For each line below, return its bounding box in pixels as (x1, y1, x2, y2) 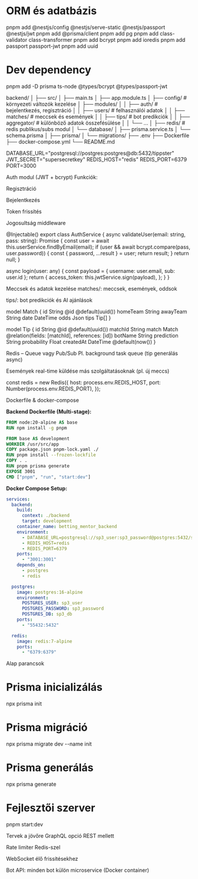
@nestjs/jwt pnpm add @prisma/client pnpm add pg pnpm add (6, 30, 159, 37)
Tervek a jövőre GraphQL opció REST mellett (6, 832, 114, 839)
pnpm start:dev (6, 821, 43, 828)
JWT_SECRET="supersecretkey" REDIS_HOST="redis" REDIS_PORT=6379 (6, 155, 187, 163)
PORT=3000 (6, 162, 37, 169)
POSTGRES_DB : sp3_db (21, 611, 72, 617)
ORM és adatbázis (6, 4, 97, 18)
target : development (21, 518, 72, 524)
